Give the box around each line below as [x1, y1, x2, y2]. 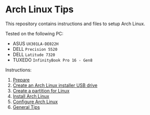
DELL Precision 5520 [12, 46, 58, 52]
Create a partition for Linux [12, 87, 70, 93]
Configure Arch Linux [12, 99, 58, 105]
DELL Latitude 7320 [12, 51, 55, 57]
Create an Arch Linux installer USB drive [12, 82, 98, 88]
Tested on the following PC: [5, 30, 64, 36]
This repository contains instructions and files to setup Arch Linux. [5, 21, 145, 27]
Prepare [12, 76, 30, 83]
